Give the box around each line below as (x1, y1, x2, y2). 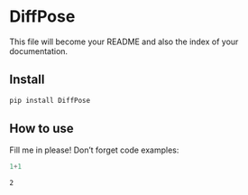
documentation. (9, 45, 69, 56)
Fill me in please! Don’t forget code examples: (9, 144, 179, 155)
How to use (9, 121, 74, 136)
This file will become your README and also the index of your (9, 36, 239, 47)
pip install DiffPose (9, 96, 91, 105)
